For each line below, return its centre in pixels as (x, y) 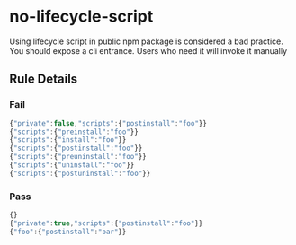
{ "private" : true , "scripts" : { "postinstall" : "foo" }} (106, 223)
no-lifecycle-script (81, 17)
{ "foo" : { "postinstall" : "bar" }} (68, 232)
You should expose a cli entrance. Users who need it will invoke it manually (148, 50)
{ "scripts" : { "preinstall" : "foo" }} (74, 132)
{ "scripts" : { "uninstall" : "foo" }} (72, 165)
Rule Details (44, 79)
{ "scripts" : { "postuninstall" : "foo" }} (80, 173)
